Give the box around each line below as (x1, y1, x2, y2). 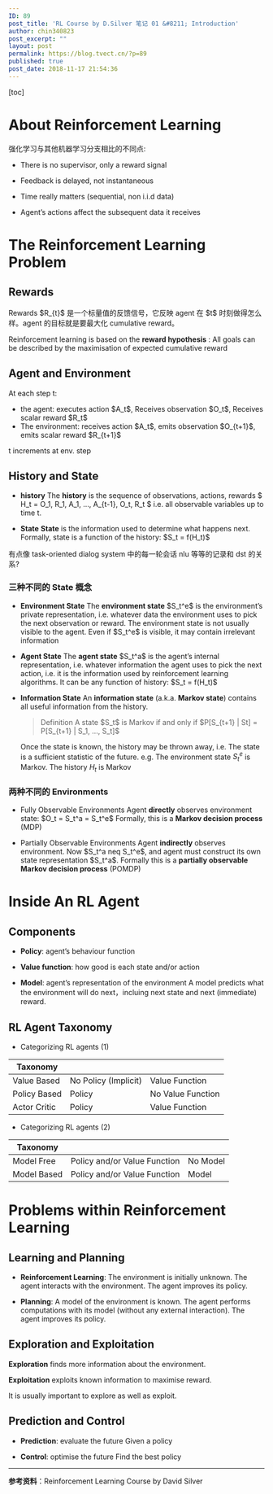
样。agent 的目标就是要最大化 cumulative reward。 (8, 318, 179, 328)
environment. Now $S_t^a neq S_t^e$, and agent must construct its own (19, 847, 262, 857)
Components (8, 924, 76, 938)
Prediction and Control (8, 1414, 126, 1428)
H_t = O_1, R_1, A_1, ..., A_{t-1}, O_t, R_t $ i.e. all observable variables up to (19, 500, 264, 509)
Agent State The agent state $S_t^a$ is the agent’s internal (19, 651, 219, 661)
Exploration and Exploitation (8, 1338, 154, 1352)
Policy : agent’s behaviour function (19, 946, 136, 956)
